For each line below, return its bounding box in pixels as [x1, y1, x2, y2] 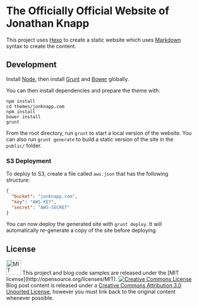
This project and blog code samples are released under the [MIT [22, 269, 179, 276]
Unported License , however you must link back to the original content [6, 288, 176, 295]
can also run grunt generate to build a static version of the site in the [6, 135, 174, 143]
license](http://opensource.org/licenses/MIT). [6, 276, 118, 283]
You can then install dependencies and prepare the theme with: [6, 87, 161, 94]
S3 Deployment [6, 157, 51, 165]
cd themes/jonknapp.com [6, 104, 65, 109]
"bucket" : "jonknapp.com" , [11, 193, 78, 199]
